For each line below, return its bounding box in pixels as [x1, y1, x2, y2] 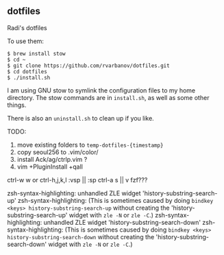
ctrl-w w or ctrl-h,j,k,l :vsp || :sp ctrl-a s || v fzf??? [7, 175, 148, 184]
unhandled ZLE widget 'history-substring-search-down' [43, 218, 201, 226]
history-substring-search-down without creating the [7, 232, 155, 241]
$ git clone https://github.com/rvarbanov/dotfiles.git [7, 62, 170, 69]
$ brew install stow [7, 50, 66, 57]
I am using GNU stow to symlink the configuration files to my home [7, 86, 196, 95]
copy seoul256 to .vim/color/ [16, 147, 99, 156]
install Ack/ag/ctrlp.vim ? [16, 155, 88, 163]
